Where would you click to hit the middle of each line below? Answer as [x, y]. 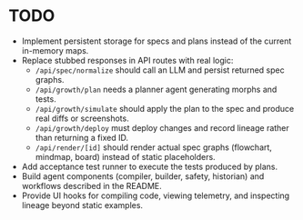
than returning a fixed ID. [82, 137]
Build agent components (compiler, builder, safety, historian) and [143, 176]
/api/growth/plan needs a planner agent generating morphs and [156, 89]
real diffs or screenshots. [82, 118]
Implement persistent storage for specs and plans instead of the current [157, 41]
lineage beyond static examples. [82, 205]
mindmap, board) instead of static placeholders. [125, 156]
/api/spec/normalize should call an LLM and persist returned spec [160, 70]
